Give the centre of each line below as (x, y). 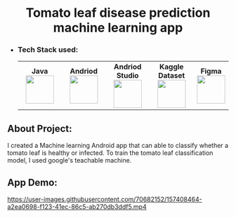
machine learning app (118, 28)
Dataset (171, 76)
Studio (127, 76)
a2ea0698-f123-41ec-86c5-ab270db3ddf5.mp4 (77, 207)
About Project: (40, 129)
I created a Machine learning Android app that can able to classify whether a (118, 146)
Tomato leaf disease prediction (118, 13)
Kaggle (171, 67)
